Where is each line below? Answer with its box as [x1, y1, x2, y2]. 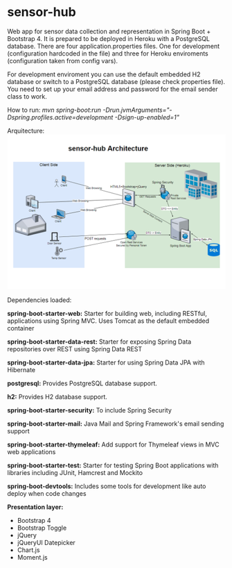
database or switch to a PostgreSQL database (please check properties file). [7, 77, 226, 85]
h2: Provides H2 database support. [7, 393, 107, 401]
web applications [7, 448, 56, 456]
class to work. [7, 92, 47, 101]
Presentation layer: [7, 503, 64, 511]
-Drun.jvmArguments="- [102, 106, 172, 114]
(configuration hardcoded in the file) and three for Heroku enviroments [7, 49, 209, 58]
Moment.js [17, 553, 48, 562]
